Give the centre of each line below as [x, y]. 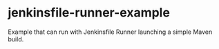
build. [16, 39]
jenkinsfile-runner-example [89, 13]
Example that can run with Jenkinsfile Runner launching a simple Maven [110, 32]
